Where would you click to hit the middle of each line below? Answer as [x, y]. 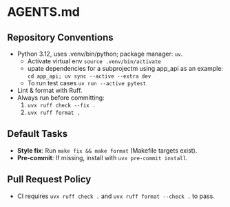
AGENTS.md [44, 12]
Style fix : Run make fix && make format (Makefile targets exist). [107, 150]
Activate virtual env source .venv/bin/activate [94, 61]
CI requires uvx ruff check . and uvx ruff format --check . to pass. [116, 196]
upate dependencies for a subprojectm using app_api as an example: [125, 68]
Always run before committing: [61, 98]
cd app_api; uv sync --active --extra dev [89, 76]
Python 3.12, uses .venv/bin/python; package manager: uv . [100, 54]
